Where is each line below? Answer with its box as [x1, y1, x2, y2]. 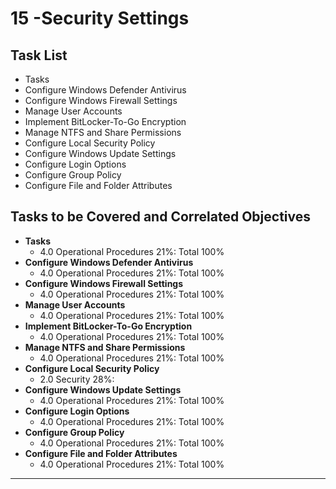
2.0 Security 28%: [39, 373, 115, 385]
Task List [10, 47, 68, 64]
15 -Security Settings [10, 7, 190, 30]
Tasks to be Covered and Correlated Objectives [10, 208, 311, 226]
